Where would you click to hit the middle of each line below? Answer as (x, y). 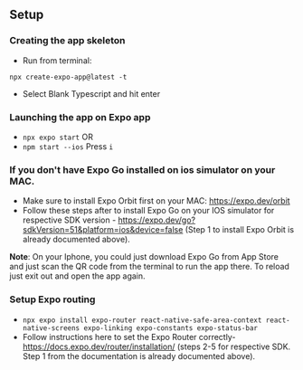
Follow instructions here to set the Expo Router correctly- (129, 337)
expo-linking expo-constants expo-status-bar (171, 328)
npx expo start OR (57, 137)
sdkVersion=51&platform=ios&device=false (103, 230)
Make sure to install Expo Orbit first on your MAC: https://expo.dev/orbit (156, 201)
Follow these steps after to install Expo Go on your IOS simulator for (148, 211)
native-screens (51, 328)
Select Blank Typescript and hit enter (91, 93)
